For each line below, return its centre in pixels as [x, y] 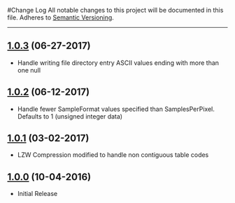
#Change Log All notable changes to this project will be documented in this [115, 10]
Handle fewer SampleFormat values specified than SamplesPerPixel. [116, 109]
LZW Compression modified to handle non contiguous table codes [113, 155]
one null [29, 70]
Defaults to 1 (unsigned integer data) [70, 116]
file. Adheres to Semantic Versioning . [60, 17]
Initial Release [37, 194]
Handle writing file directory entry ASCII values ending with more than [118, 63]
